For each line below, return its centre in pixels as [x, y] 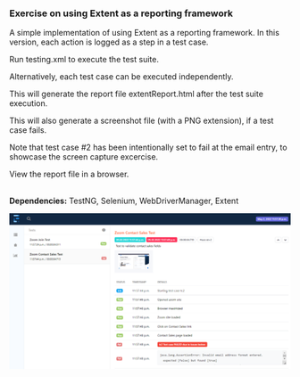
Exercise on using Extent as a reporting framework [121, 13]
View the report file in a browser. [69, 174]
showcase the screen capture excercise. [84, 157]
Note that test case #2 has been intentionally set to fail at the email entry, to [148, 148]
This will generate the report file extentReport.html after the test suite [136, 94]
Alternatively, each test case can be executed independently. [121, 77]
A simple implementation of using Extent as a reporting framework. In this [144, 33]
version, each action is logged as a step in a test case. [109, 42]
